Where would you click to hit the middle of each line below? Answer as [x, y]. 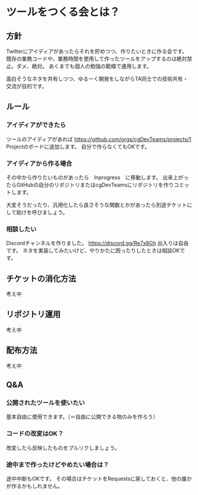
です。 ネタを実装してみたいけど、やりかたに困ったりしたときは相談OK [93, 250]
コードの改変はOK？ [35, 434]
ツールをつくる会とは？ [63, 12]
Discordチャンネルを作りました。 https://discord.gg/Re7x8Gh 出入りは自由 [98, 243]
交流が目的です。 [27, 86]
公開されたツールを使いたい [46, 403]
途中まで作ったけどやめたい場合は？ [58, 465]
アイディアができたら [36, 125]
